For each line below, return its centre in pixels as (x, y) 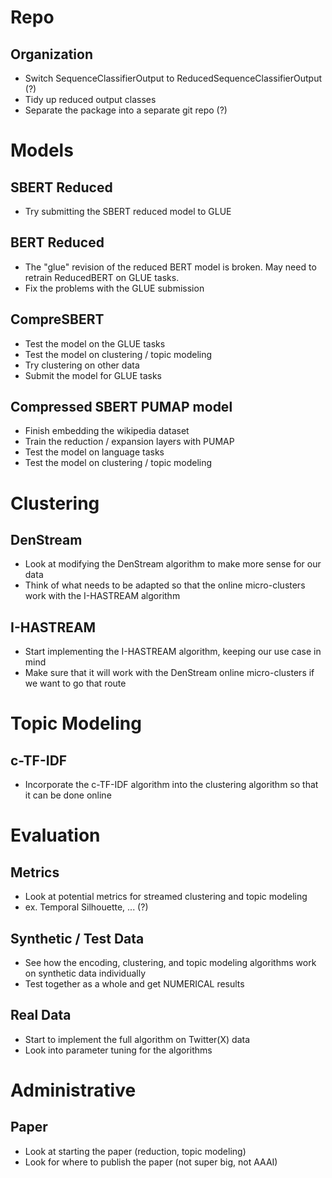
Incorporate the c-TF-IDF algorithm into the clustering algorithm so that (171, 785)
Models (42, 150)
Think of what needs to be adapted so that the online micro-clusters (165, 585)
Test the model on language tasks (94, 452)
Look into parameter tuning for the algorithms (118, 1050)
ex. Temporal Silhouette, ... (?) (86, 907)
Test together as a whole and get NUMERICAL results (134, 984)
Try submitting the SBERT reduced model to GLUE (128, 211)
